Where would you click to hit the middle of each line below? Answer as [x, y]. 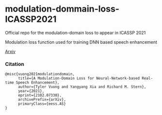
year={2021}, [31, 91]
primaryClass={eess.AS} [42, 104]
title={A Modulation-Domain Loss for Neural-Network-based [79, 79]
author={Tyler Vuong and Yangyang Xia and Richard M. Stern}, [82, 87]
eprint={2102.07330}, [40, 96]
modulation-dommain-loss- [62, 9]
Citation [15, 64]
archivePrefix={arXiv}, [42, 100]
